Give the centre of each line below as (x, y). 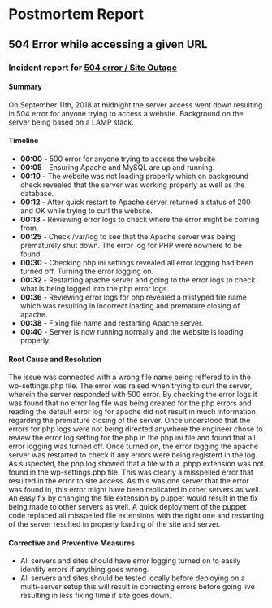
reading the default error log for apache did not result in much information (132, 412)
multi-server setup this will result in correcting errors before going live (138, 587)
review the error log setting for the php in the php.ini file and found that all (132, 438)
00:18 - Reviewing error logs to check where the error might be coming (140, 219)
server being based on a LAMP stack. (71, 122)
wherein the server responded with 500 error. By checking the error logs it (133, 395)
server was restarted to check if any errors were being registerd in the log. (133, 455)
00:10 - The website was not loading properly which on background (134, 176)
